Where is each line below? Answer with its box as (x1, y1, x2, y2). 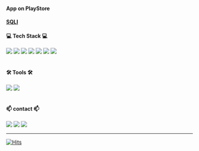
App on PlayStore (6, 5, 50, 12)
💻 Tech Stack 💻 (6, 32, 48, 39)
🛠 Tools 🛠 (6, 68, 33, 75)
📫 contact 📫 (6, 105, 40, 112)
